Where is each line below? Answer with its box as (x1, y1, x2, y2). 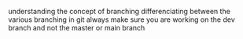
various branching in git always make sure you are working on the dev (8, 15, 236, 24)
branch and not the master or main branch (8, 23, 145, 32)
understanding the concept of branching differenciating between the (8, 7, 230, 16)
